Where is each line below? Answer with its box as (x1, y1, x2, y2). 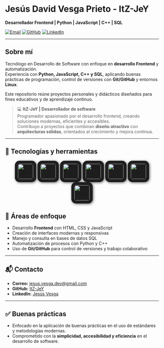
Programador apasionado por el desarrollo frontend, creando (17, 113, 140, 119)
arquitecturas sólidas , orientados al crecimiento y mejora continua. (17, 129, 153, 134)
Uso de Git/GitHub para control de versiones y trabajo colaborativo (12, 246, 148, 252)
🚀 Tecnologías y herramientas (5, 148, 98, 156)
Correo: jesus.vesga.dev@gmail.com (12, 281, 87, 286)
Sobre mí (5, 48, 33, 56)
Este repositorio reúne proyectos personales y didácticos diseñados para (5, 91, 152, 97)
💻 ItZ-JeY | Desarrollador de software (17, 106, 96, 112)
